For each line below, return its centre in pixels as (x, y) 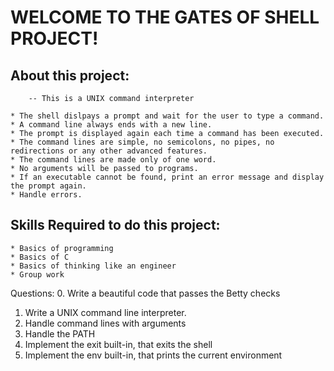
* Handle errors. (46, 195)
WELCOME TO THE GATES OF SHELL (165, 17)
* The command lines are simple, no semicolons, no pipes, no (142, 142)
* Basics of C (40, 257)
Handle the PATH (60, 333)
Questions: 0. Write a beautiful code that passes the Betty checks (145, 293)
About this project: (70, 75)
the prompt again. (48, 186)
